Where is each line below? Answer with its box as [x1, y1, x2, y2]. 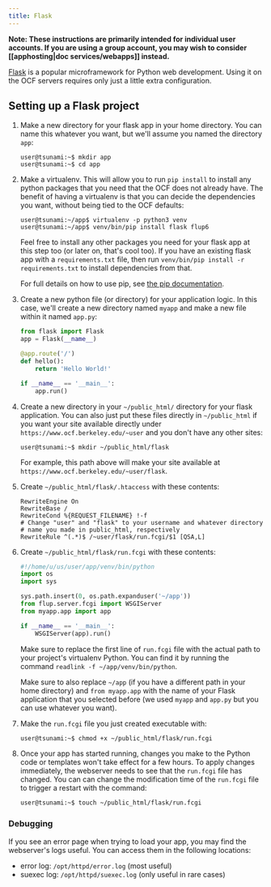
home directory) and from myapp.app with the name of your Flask [19, 685, 236, 695]
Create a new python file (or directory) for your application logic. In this [19, 295, 257, 305]
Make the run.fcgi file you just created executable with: [19, 719, 208, 728]
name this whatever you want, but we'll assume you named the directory [19, 129, 263, 139]
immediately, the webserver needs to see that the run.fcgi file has [19, 766, 243, 776]
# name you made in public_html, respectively [19, 526, 180, 534]
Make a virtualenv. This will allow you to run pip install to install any [19, 175, 252, 185]
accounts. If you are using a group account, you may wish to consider [8, 42, 248, 53]
